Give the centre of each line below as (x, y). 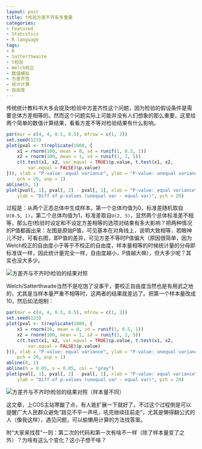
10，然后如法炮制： (30, 301)
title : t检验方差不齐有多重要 (40, 17)
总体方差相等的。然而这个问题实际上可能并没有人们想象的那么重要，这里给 (103, 115)
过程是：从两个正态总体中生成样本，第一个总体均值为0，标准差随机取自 (95, 208)
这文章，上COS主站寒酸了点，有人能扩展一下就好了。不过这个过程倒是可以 (99, 405)
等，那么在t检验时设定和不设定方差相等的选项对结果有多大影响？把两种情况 (99, 223)
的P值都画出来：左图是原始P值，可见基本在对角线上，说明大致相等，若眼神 (99, 231)
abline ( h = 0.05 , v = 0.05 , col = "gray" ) (60, 368)
